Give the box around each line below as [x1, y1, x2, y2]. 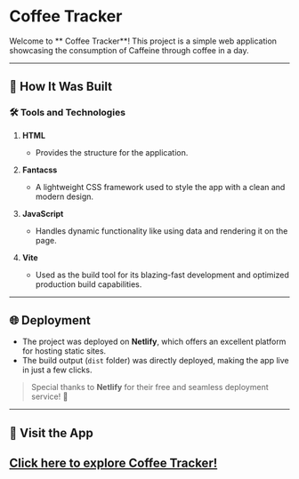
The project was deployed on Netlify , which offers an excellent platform [21, 336, 287, 347]
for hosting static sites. [21, 346, 107, 356]
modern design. [35, 191, 94, 202]
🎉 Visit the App [9, 425, 93, 441]
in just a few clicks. [21, 364, 93, 375]
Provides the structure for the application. [35, 147, 189, 157]
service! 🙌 [30, 391, 69, 402]
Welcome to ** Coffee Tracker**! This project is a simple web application [9, 36, 278, 46]
